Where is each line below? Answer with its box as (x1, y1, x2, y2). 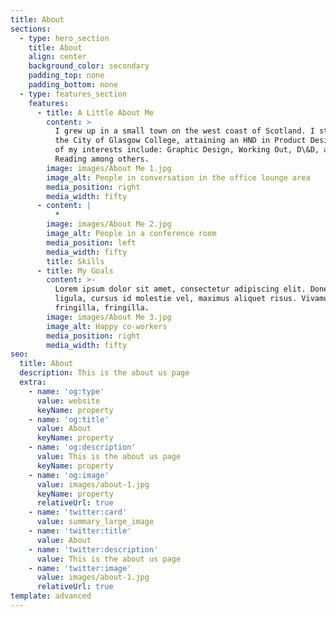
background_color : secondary (28, 61, 150, 71)
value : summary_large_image (36, 517, 155, 527)
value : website (36, 396, 101, 406)
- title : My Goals (36, 266, 114, 276)
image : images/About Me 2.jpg (46, 219, 172, 230)
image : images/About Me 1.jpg (46, 163, 172, 173)
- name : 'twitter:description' (28, 544, 159, 555)
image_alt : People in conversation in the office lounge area (46, 172, 311, 183)
